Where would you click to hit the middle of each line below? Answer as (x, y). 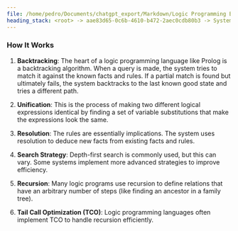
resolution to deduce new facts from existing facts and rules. (106, 141)
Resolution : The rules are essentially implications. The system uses (116, 133)
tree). (25, 198)
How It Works (31, 45)
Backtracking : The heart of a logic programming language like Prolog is (122, 60)
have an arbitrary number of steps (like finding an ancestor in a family (119, 191)
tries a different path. (48, 91)
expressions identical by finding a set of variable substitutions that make (123, 112)
